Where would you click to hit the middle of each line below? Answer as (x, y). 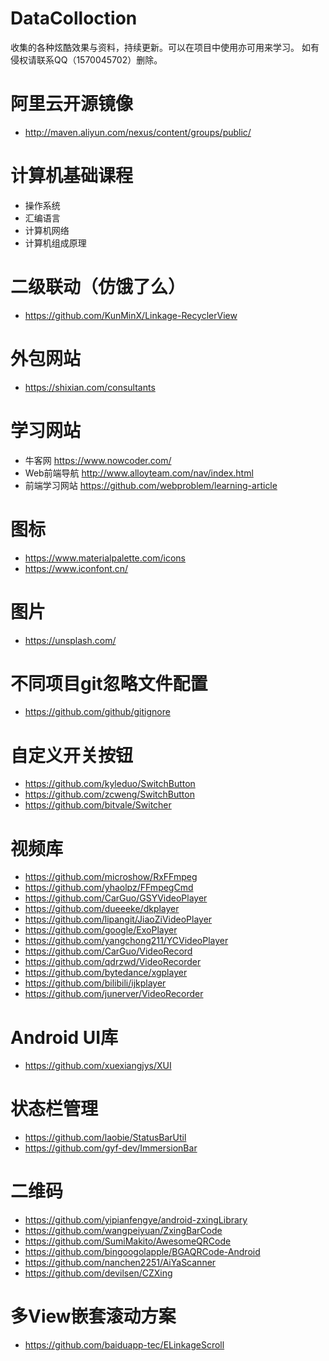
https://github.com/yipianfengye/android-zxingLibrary (136, 1220)
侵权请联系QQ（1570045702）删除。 (86, 59)
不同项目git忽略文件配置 (109, 683)
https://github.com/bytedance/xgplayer (106, 973)
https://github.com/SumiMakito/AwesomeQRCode (128, 1241)
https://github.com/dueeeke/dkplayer (102, 909)
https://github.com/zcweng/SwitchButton (109, 794)
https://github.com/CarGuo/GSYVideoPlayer (116, 898)
